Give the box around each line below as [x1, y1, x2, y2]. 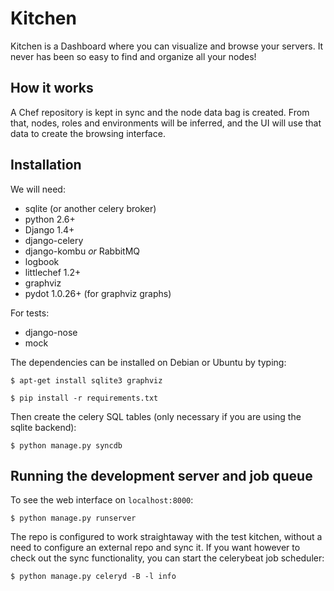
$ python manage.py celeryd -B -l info [10, 572, 177, 582]
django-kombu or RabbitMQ [24, 245, 141, 257]
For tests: [10, 307, 50, 319]
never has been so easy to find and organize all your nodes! [10, 50, 257, 62]
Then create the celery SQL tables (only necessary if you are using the [10, 410, 302, 422]
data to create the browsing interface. [10, 127, 166, 139]
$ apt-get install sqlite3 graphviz [10, 375, 163, 386]
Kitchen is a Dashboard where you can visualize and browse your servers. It [10, 40, 324, 52]
